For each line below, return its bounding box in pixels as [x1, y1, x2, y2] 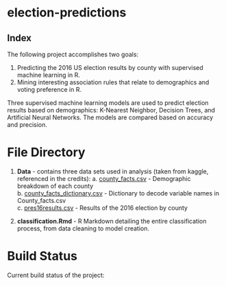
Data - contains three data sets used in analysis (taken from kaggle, [16, 167, 209, 176]
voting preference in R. [16, 86, 82, 93]
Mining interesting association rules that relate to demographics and [16, 78, 210, 86]
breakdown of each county [16, 182, 94, 190]
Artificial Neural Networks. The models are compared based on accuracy [7, 113, 214, 121]
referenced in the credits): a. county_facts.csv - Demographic [16, 174, 191, 182]
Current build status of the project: [7, 271, 105, 279]
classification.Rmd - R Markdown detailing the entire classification [16, 217, 207, 225]
